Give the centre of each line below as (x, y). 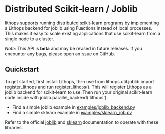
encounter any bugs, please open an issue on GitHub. (60, 54)
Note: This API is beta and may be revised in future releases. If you (74, 48)
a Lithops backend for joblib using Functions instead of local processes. (79, 28)
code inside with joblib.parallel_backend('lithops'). (57, 97)
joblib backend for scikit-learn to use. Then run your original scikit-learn (79, 92)
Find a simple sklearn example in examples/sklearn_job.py (72, 112)
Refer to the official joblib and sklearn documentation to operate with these (82, 122)
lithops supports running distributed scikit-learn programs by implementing (82, 23)
